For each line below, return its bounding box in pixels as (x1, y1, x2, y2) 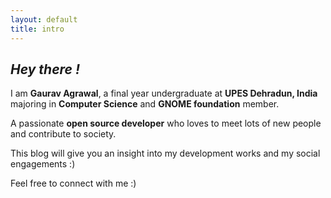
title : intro (10, 24, 65, 34)
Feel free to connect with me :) (10, 177, 137, 190)
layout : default (10, 14, 78, 25)
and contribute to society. (10, 128, 117, 140)
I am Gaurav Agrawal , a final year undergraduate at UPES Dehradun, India (10, 87, 318, 100)
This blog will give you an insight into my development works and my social (10, 147, 321, 160)
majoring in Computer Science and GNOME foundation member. (10, 98, 280, 110)
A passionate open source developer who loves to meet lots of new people (10, 117, 322, 130)
